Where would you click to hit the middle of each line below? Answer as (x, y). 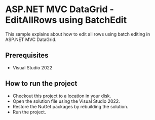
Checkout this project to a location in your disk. (62, 96)
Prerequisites (27, 55)
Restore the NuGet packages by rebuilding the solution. (70, 106)
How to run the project (41, 84)
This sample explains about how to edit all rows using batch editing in (78, 34)
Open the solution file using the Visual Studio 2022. (66, 101)
